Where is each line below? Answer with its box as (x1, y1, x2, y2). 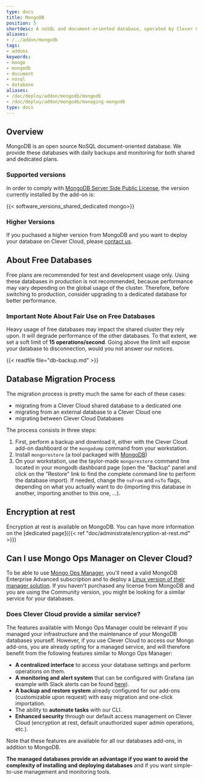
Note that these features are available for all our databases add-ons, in (6, 737, 182, 744)
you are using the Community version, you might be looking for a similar (6, 588, 185, 596)
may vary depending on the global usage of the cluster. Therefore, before (6, 284, 189, 291)
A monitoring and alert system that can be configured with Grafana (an (14, 674, 195, 681)
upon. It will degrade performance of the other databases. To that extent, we (6, 332, 197, 339)
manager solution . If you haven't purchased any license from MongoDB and (6, 582, 195, 590)
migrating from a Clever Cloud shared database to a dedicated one (14, 402, 182, 409)
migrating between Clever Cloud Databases (14, 414, 124, 422)
